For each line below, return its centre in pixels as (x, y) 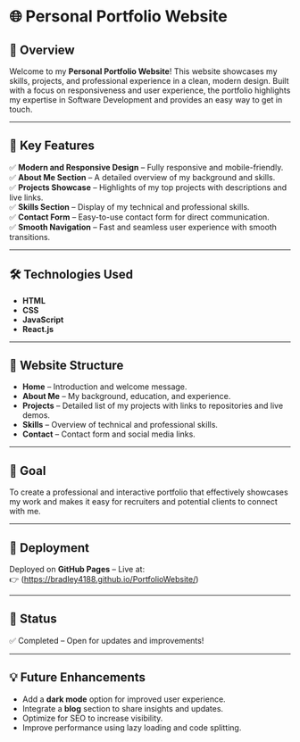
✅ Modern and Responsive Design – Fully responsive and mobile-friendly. (146, 167)
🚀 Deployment (49, 548)
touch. (21, 109)
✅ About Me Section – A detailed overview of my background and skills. (142, 177)
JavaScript (43, 320)
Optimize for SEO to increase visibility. (92, 718)
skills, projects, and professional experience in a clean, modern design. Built (149, 81)
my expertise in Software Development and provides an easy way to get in (146, 100)
